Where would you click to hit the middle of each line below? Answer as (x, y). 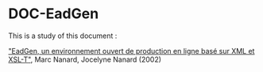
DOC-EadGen (54, 14)
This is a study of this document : (63, 36)
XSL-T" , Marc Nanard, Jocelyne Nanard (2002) (85, 59)
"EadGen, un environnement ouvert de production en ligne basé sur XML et (131, 51)
